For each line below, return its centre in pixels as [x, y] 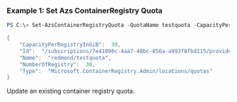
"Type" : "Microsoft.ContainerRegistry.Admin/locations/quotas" [116, 71]
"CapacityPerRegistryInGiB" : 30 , [70, 45]
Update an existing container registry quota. [71, 91]
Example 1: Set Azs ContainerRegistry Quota [85, 11]
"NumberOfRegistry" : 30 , [58, 64]
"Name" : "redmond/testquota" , [65, 58]
